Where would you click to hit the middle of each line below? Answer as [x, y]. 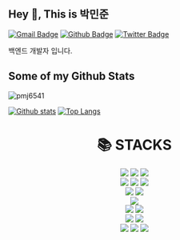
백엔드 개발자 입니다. [40, 50]
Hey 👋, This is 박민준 [59, 14]
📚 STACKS [134, 144]
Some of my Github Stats [72, 76]
